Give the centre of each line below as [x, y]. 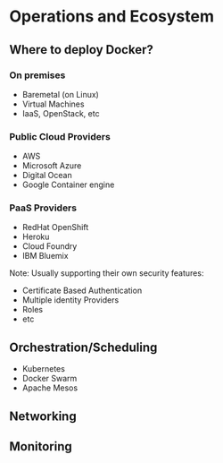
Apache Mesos [50, 388]
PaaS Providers [43, 208]
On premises [37, 75]
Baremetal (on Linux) [61, 94]
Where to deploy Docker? [81, 50]
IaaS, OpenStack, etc [61, 113]
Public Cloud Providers [60, 136]
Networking [43, 416]
